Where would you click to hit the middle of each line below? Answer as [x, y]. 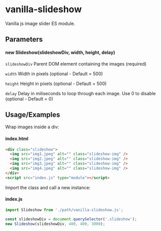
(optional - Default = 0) [29, 99]
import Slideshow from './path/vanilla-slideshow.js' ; [64, 210]
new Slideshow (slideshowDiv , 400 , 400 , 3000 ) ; [55, 224]
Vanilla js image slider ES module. [40, 23]
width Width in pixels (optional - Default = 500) [54, 74]
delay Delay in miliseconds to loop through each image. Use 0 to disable [80, 93]
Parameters [24, 39]
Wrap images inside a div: [32, 127]
